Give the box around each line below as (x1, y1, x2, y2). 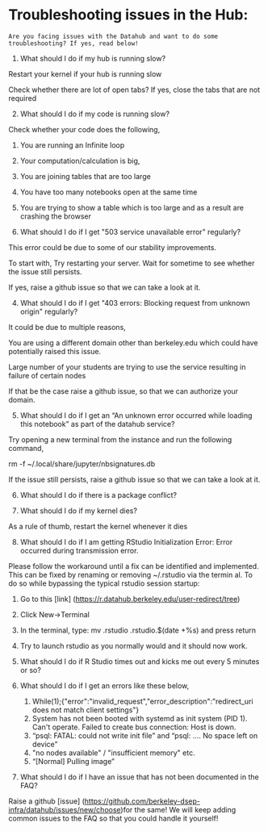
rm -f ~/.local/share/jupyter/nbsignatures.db (8, 458, 156, 469)
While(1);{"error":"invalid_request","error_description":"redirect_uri (31, 696, 253, 706)
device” (31, 739, 58, 749)
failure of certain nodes (8, 370, 86, 380)
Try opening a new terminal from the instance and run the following (8, 434, 232, 445)
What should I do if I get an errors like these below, (19, 680, 190, 691)
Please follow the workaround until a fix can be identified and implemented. (8, 561, 260, 570)
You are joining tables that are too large (19, 171, 151, 181)
